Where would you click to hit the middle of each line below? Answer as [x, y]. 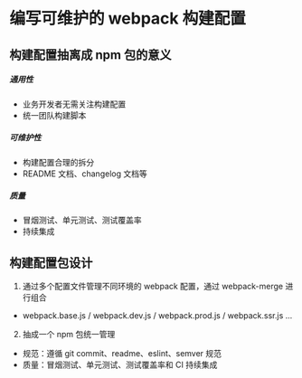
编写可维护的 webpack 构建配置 [127, 19]
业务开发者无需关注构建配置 [74, 104]
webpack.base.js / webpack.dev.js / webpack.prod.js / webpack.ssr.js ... [157, 316]
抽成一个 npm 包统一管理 [69, 335]
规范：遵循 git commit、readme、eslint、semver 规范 [122, 354]
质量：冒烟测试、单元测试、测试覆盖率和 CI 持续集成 [120, 365]
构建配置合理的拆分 [58, 162]
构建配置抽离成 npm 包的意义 [90, 55]
